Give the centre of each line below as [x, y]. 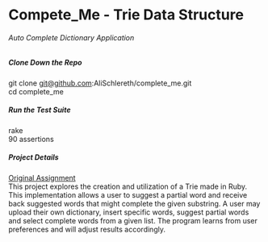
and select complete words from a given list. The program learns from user [133, 220]
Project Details [33, 157]
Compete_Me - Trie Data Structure [126, 15]
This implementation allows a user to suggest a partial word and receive [128, 194]
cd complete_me [36, 91]
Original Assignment [42, 177]
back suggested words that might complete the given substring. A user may [134, 203]
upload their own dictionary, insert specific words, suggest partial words [129, 212]
